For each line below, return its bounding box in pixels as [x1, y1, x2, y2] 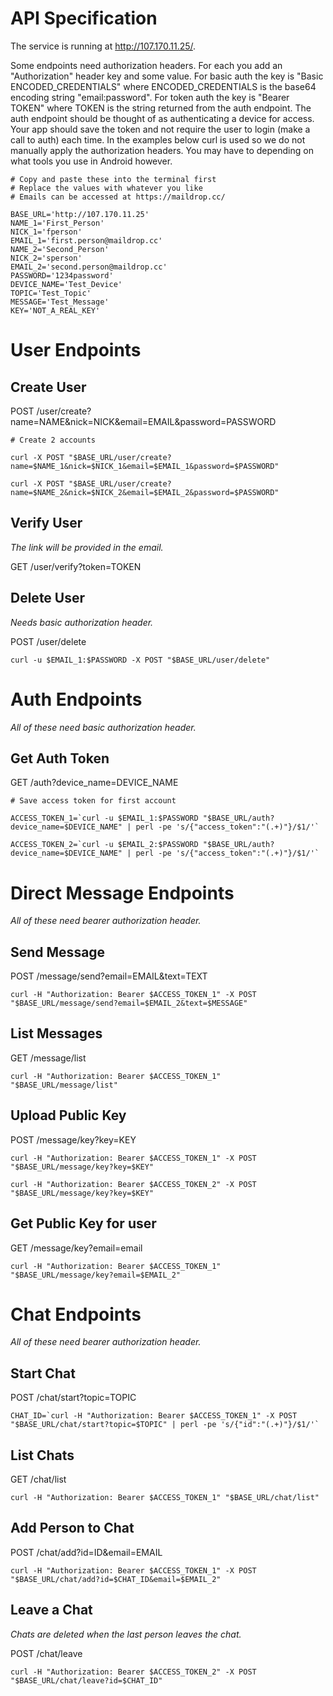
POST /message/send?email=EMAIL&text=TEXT [10, 970, 208, 982]
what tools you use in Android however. [10, 155, 173, 167]
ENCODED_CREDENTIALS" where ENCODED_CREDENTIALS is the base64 [10, 80, 317, 92]
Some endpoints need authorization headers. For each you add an [10, 59, 283, 71]
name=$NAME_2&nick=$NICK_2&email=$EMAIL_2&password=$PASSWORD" [10, 487, 280, 497]
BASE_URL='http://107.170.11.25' [10, 209, 150, 219]
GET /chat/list [10, 1473, 67, 1486]
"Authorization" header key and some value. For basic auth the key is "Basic [10, 70, 324, 82]
